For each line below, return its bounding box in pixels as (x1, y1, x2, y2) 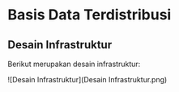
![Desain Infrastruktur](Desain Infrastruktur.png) (7, 75, 168, 84)
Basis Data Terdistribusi (7, 6, 172, 24)
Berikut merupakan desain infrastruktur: (7, 59, 141, 69)
